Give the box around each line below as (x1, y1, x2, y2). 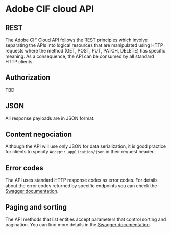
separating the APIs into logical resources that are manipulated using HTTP (5, 42, 163, 48)
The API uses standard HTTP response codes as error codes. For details (5, 177, 158, 184)
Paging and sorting (5, 202, 67, 212)
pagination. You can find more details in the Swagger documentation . (5, 222, 151, 228)
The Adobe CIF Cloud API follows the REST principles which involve (5, 37, 148, 43)
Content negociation (5, 130, 72, 139)
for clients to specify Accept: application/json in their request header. (5, 149, 155, 155)
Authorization (5, 73, 51, 82)
